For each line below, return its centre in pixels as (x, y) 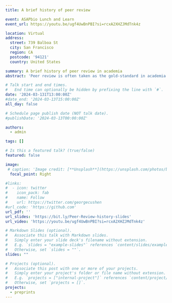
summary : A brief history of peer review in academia (64, 71)
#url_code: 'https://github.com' (41, 207)
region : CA (21, 52)
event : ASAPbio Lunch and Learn (40, 19)
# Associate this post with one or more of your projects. (72, 268)
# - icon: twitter (26, 188)
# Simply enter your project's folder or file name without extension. (86, 273)
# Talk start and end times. (36, 85)
